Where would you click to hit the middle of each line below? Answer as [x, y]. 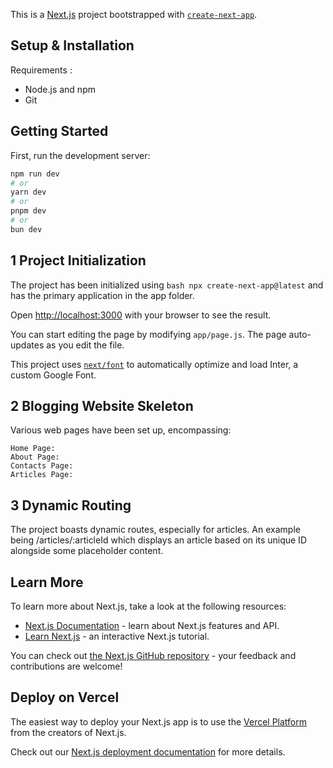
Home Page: [33, 449]
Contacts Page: [42, 466]
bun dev [26, 229]
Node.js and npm [60, 89]
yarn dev [28, 192]
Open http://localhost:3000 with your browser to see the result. [141, 315]
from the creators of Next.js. [68, 732]
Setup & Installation [72, 45]
